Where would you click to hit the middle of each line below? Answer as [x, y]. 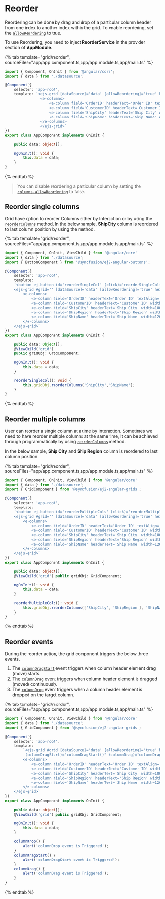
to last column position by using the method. [50, 229]
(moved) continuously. [35, 684]
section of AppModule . [29, 47]
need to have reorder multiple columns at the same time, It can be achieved [82, 436]
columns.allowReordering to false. [51, 191]
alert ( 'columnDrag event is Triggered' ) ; [66, 874]
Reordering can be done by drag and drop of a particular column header [78, 22]
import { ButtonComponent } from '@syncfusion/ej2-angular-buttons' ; [78, 262]
